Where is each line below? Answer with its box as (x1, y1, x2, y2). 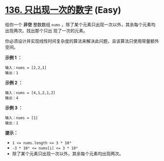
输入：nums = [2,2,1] (5, 65, 47, 70)
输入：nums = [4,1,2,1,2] (5, 90, 56, 95)
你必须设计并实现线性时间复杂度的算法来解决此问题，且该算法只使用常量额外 (5, 38, 159, 44)
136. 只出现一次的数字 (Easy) (5, 4, 122, 16)
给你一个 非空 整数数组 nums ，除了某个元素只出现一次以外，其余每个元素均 (5, 22, 156, 27)
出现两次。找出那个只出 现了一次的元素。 (5, 27, 88, 33)
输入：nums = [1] (5, 115, 38, 120)
